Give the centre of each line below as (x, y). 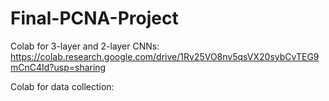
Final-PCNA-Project (94, 18)
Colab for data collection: (62, 86)
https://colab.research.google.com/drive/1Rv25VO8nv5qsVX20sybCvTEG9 (165, 56)
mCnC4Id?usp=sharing (58, 67)
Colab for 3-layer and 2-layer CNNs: (85, 46)
